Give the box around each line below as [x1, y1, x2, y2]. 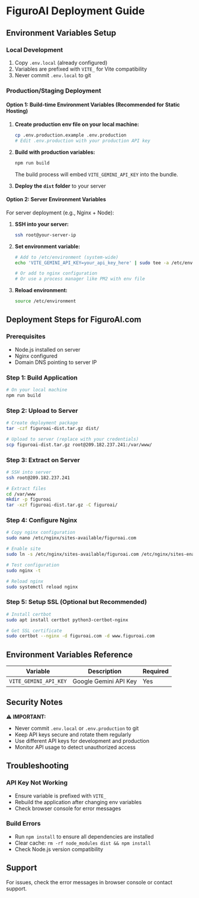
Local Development [6, 46, 63, 54]
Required [142, 667, 169, 675]
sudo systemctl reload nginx [6, 584, 78, 590]
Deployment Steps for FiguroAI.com [6, 315, 142, 325]
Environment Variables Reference [6, 649, 133, 660]
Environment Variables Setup [6, 28, 117, 38]
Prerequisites [6, 333, 46, 341]
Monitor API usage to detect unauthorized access [14, 744, 136, 751]
